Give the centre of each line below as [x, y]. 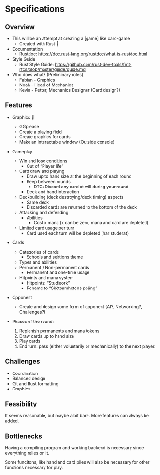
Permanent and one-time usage [58, 272]
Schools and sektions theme [55, 257]
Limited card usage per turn [47, 228]
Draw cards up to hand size [47, 336]
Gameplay [22, 151]
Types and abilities [38, 262]
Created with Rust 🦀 [39, 44]
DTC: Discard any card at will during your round [81, 187]
